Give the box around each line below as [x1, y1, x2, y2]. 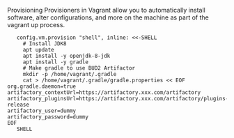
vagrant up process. [7, 21, 65, 29]
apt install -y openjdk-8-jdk [22, 52, 111, 59]
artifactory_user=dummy [7, 107, 77, 114]
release [7, 101, 30, 108]
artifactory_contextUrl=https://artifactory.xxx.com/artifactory [7, 89, 201, 96]
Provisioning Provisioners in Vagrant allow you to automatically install [7, 6, 205, 14]
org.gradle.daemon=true [7, 83, 77, 90]
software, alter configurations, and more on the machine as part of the [7, 13, 209, 22]
